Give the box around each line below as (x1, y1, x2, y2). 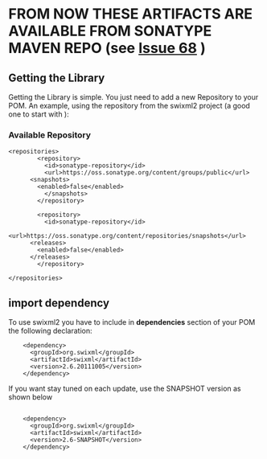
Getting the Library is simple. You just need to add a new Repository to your (8, 92, 259, 101)
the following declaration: (8, 326, 92, 336)
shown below (8, 392, 53, 402)
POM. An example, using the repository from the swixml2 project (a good (8, 101, 251, 110)
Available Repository (8, 129, 91, 141)
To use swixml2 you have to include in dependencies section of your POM (8, 318, 256, 327)
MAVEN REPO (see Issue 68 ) (8, 39, 207, 57)
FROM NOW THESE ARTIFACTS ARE (8, 5, 253, 23)
